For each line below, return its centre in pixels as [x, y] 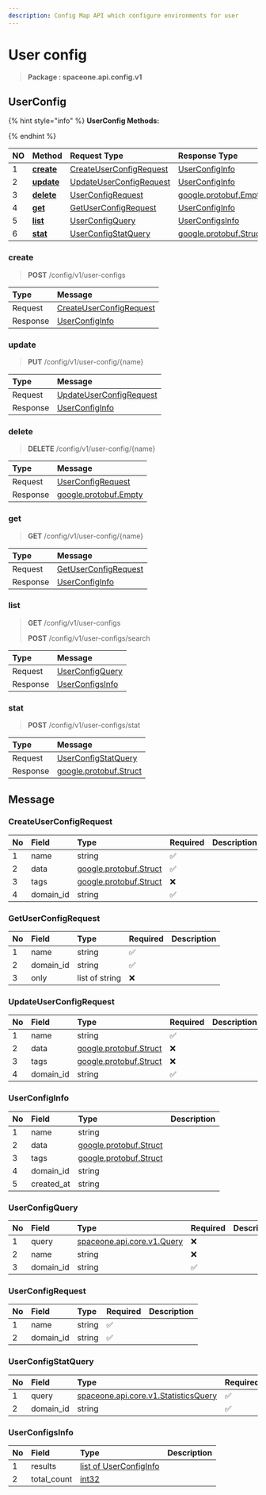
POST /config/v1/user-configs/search [89, 638]
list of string [99, 978]
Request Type [97, 156]
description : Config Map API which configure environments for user [123, 15]
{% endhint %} [32, 137]
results [44, 1466]
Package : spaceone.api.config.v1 [85, 77]
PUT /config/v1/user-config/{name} [85, 361]
